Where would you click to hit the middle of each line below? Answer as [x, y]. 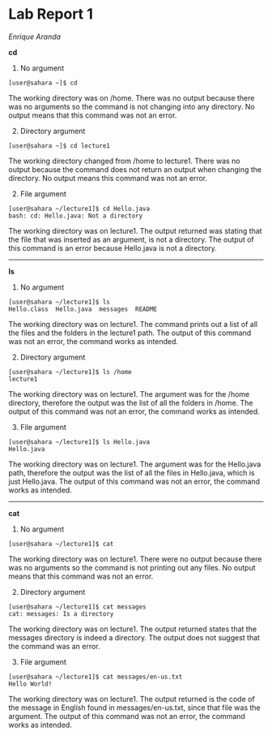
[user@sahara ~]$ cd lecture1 [59, 146]
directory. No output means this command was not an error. [108, 178]
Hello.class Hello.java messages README [83, 309]
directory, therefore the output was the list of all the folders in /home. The [131, 402]
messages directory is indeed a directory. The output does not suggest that [134, 637]
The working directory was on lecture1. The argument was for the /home [129, 394]
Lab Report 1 [51, 14]
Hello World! [30, 684]
